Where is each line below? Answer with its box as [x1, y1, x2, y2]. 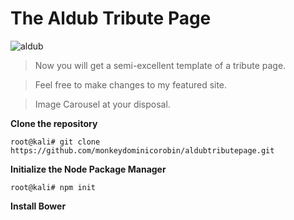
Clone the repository [10, 117, 98, 129]
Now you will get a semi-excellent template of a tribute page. [34, 59, 287, 71]
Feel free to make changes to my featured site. [34, 78, 228, 91]
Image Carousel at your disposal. [34, 98, 171, 110]
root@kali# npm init [10, 182, 97, 192]
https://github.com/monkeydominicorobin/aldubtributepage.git [10, 145, 275, 156]
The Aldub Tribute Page [10, 7, 212, 30]
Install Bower [10, 200, 67, 212]
